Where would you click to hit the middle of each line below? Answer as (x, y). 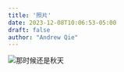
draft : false (29, 30)
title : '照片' (30, 15)
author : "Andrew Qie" (43, 37)
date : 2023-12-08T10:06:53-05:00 (62, 23)
